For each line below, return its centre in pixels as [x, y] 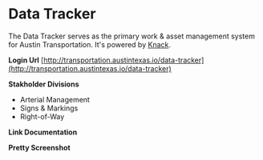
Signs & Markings [49, 108]
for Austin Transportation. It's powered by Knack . [89, 44]
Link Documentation [43, 132]
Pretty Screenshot [39, 147]
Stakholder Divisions [44, 84]
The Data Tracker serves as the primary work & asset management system [131, 36]
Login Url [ [26, 60]
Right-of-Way [42, 116]
